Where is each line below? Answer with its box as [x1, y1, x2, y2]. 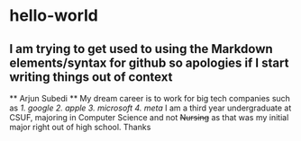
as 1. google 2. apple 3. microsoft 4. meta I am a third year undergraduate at [9, 102, 292, 113]
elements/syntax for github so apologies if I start [9, 55, 289, 70]
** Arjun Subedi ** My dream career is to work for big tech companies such [9, 93, 291, 103]
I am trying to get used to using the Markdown [9, 41, 273, 57]
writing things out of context [9, 69, 173, 84]
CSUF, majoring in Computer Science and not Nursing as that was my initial [9, 112, 289, 122]
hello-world [9, 5, 99, 26]
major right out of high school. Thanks [9, 122, 151, 132]
